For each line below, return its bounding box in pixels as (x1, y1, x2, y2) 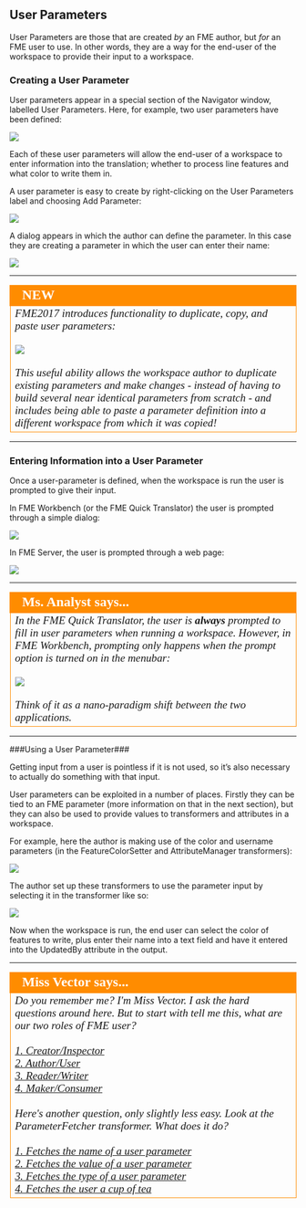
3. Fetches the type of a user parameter (15, 1170, 187, 1183)
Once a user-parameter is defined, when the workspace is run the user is (9, 475, 284, 487)
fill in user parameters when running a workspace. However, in (15, 626, 291, 640)
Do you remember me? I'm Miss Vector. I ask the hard (15, 994, 250, 1007)
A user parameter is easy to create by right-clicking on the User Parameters (9, 186, 294, 197)
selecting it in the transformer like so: (9, 890, 149, 901)
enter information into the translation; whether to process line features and (9, 159, 290, 170)
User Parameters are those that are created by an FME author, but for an (9, 31, 281, 42)
